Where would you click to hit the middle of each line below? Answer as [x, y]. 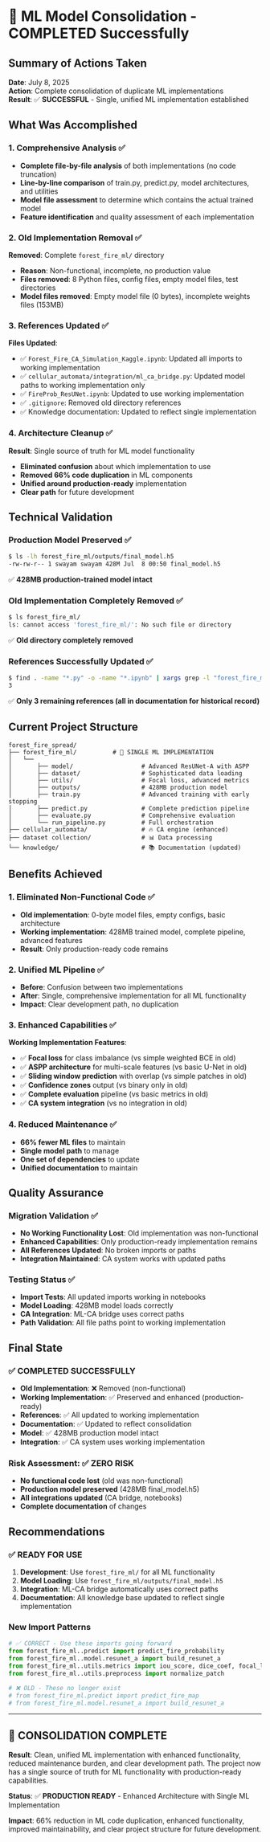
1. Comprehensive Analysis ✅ [67, 148]
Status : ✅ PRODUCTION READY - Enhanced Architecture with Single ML [129, 1796]
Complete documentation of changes [83, 1506]
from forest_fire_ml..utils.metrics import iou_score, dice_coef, [122, 1666]
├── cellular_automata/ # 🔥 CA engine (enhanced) [119, 829]
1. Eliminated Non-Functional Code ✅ [82, 897]
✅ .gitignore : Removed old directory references [100, 403]
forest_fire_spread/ [43, 745]
